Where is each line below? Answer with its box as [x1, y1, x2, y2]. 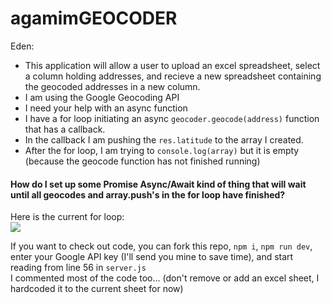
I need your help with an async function [24, 102, 188, 114]
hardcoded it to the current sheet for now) [10, 283, 184, 295]
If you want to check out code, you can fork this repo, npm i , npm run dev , [10, 240, 313, 252]
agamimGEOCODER [10, 7, 178, 30]
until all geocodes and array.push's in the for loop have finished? [10, 188, 286, 201]
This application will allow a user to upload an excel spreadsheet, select [24, 59, 321, 71]
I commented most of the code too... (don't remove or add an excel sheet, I [10, 272, 320, 284]
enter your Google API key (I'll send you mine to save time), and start [10, 251, 294, 263]
